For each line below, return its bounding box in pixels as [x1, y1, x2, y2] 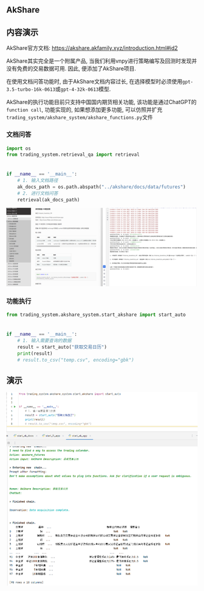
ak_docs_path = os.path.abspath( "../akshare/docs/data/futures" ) [17, 184, 186, 190]
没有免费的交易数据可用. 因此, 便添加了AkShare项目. [6, 65, 137, 72]
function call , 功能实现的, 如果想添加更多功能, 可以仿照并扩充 [6, 106, 163, 113]
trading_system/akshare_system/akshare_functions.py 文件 [6, 114, 153, 121]
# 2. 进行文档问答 [17, 190, 58, 197]
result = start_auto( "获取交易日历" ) [17, 344, 107, 350]
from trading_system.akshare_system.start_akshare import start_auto [6, 312, 186, 318]
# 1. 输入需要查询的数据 [17, 337, 72, 343]
